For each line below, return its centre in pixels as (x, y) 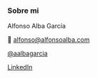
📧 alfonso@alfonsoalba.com (49, 40)
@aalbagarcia (27, 54)
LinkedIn (20, 67)
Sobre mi (23, 11)
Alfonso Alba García (37, 26)
